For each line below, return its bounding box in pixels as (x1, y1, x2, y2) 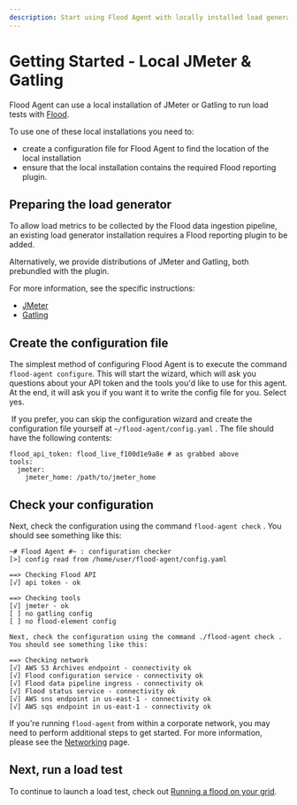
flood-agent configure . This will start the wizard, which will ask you (9, 369, 256, 379)
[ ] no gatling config (9, 609, 93, 618)
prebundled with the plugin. (9, 266, 110, 277)
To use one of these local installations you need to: (9, 126, 194, 137)
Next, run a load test (9, 762, 124, 778)
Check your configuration (9, 497, 155, 512)
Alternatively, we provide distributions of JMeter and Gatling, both (9, 256, 249, 267)
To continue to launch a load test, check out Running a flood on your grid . (9, 785, 278, 796)
